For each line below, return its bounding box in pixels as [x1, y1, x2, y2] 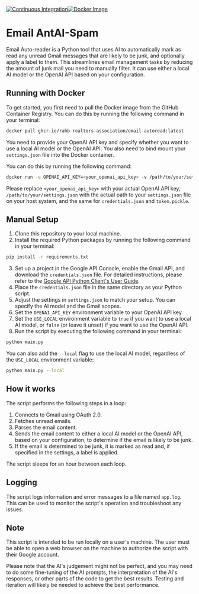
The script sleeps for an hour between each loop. [6, 460, 127, 467]
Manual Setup [6, 214, 59, 224]
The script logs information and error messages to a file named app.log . [6, 493, 182, 500]
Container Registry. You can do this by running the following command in [6, 110, 185, 117]
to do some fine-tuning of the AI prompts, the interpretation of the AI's [6, 569, 178, 576]
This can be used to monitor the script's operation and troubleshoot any [6, 499, 182, 506]
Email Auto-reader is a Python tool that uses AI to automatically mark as [6, 46, 181, 53]
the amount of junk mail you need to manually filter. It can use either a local [6, 64, 190, 72]
